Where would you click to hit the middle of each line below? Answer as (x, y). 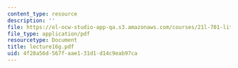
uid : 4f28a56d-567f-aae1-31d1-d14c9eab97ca (73, 54)
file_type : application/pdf (49, 34)
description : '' (31, 21)
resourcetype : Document (42, 40)
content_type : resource (42, 14)
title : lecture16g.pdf (41, 47)
